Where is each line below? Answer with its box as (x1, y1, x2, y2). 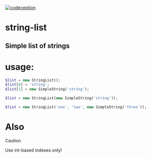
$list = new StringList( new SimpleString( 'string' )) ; (5, 96, 118, 101)
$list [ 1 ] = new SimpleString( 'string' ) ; (5, 87, 90, 92)
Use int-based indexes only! (5, 147, 62, 153)
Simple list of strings (5, 41, 70, 50)
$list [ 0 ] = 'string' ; (5, 82, 50, 87)
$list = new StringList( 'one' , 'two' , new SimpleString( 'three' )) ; (5, 105, 147, 110)
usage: (5, 61, 35, 73)
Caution (5, 137, 21, 143)
